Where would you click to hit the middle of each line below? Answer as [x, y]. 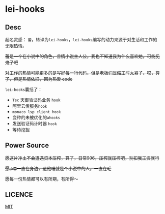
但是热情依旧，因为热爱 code [43, 79]
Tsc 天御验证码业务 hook [36, 100]
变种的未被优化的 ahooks [36, 117]
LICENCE [19, 195]
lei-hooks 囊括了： [24, 89]
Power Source [27, 145]
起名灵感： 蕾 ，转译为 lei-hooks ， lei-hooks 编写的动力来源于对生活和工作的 [81, 40]
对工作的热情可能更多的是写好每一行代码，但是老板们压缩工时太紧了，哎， [80, 73]
